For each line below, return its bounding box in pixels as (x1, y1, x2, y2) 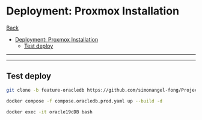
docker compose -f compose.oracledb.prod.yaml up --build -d (6, 98, 163, 104)
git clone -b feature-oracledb (6, 87, 85, 93)
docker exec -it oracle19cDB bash (6, 109, 93, 115)
